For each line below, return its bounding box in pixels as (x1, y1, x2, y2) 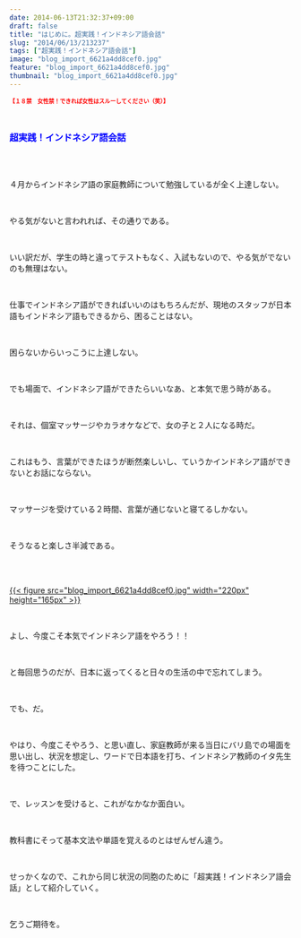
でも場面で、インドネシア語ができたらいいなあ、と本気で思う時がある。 (9, 383, 276, 394)
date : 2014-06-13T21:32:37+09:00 (9, 13, 134, 22)
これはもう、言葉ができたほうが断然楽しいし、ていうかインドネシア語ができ (9, 456, 292, 467)
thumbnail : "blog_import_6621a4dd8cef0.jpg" (9, 72, 178, 81)
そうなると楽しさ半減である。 (9, 539, 119, 551)
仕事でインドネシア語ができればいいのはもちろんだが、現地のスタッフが (9, 299, 276, 310)
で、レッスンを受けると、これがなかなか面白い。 (9, 798, 190, 809)
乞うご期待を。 (9, 918, 64, 929)
